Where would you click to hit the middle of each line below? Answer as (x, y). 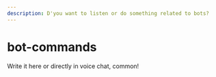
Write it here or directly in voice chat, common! (73, 66)
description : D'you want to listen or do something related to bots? (108, 13)
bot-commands (52, 47)
